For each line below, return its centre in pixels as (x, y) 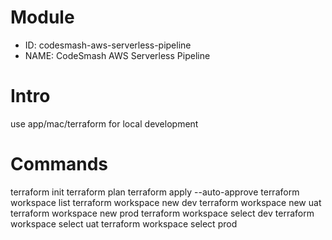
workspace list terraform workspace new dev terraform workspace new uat (166, 202)
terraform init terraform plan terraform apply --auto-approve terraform (155, 192)
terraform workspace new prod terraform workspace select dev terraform (162, 213)
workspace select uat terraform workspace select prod (124, 223)
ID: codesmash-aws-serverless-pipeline (108, 45)
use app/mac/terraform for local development (104, 123)
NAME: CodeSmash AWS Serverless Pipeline (117, 55)
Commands (59, 164)
